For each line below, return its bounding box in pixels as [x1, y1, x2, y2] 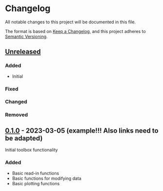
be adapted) [5, 134, 43, 142]
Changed [5, 98, 28, 105]
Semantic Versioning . [5, 34, 48, 39]
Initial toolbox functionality [5, 147, 58, 153]
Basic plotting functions [12, 180, 60, 186]
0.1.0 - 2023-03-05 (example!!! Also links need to [5, 126, 159, 135]
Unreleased [5, 48, 41, 56]
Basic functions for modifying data [12, 175, 82, 181]
